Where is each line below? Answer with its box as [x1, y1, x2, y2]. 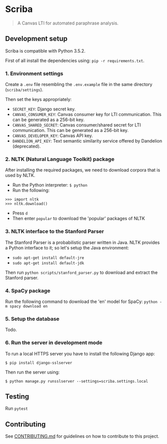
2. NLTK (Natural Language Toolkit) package [5, 155, 115, 162]
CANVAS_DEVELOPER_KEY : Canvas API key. [12, 132, 93, 138]
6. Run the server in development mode [5, 339, 103, 346]
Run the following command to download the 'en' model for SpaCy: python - [5, 298, 162, 304]
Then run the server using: [5, 369, 60, 375]
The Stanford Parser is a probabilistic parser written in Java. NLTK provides [5, 239, 160, 245]
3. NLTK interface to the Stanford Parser [5, 228, 104, 235]
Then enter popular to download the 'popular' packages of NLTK [12, 215, 146, 221]
